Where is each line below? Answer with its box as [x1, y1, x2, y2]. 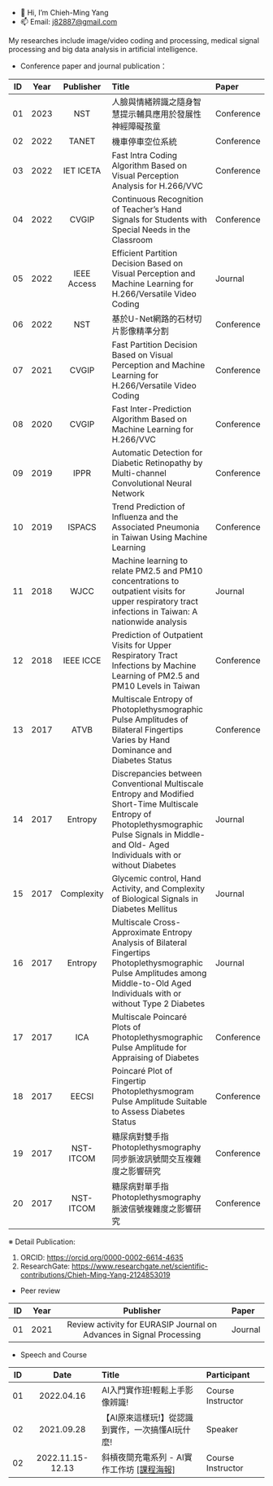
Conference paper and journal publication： [19, 61, 168, 71]
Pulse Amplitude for [111, 1042, 187, 1053]
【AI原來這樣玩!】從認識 [101, 1412, 193, 1423]
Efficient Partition [111, 248, 178, 258]
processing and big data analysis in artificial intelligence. [8, 45, 198, 54]
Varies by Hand [111, 734, 171, 745]
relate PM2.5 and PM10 [111, 565, 203, 576]
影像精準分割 [119, 326, 169, 336]
